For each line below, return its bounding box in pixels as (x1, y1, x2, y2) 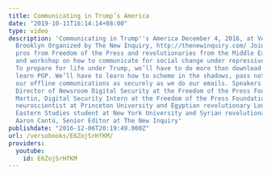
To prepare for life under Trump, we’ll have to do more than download (15, 65, 262, 73)
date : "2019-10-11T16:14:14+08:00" (8, 19, 128, 27)
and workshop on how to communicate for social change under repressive (15, 57, 265, 65)
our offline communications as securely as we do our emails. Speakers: (15, 79, 265, 87)
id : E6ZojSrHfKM (23, 154, 78, 162)
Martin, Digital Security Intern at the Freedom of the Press (15, 94, 229, 102)
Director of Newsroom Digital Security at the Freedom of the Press (15, 86, 251, 95)
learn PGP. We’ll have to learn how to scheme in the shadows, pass (15, 72, 251, 80)
